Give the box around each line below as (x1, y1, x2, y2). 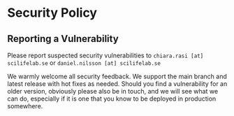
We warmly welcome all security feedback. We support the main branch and (7, 72, 227, 80)
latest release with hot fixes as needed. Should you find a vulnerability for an (7, 80, 228, 88)
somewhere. (7, 102, 43, 110)
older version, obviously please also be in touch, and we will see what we (7, 87, 219, 95)
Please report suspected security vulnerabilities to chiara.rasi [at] (7, 51, 204, 59)
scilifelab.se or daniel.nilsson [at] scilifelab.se (7, 59, 161, 67)
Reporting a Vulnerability (7, 33, 119, 45)
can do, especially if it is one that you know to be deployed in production (7, 94, 217, 103)
